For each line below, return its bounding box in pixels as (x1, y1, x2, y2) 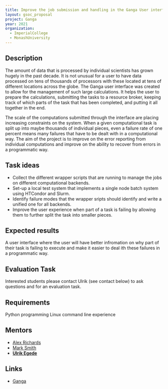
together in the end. (5, 105, 46, 111)
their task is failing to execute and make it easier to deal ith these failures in (5, 245, 160, 251)
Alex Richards (12, 339, 41, 345)
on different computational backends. (12, 179, 90, 186)
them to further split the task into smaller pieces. (12, 212, 112, 218)
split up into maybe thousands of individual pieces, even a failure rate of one (5, 125, 162, 131)
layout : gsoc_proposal (5, 12, 52, 17)
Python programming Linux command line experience (5, 311, 116, 317)
